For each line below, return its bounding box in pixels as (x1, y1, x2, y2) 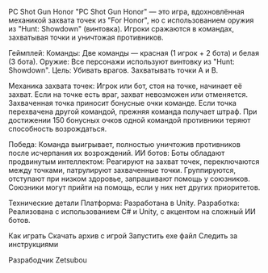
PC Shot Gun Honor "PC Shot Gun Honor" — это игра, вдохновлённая (8, 7, 245, 16)
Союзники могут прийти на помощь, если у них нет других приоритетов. (8, 183, 261, 192)
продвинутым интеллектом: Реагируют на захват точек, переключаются (8, 157, 260, 166)
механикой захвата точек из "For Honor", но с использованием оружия (8, 15, 254, 25)
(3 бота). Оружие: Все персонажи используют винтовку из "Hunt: (8, 57, 235, 66)
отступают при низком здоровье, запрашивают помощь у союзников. (8, 174, 250, 183)
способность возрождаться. (8, 124, 107, 133)
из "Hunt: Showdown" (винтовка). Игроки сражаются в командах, (8, 24, 235, 33)
